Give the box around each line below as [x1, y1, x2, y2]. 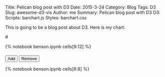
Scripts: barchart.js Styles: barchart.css [5, 15, 87, 20]
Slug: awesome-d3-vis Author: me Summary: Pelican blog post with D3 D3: [5, 9, 160, 15]
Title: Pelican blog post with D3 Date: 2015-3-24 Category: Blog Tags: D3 [5, 4, 156, 10]
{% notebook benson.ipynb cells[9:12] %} [5, 44, 91, 49]
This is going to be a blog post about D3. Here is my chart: [5, 24, 125, 30]
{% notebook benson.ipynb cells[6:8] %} [5, 66, 89, 72]
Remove [21, 56, 37, 61]
